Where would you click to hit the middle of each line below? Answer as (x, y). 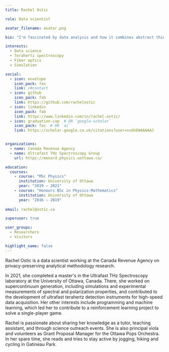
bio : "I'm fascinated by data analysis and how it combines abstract (80, 37)
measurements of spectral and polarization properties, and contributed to (81, 291)
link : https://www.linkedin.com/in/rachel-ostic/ (67, 116)
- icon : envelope (28, 79)
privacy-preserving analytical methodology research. (60, 266)
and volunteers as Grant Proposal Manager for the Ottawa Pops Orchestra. (82, 333)
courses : (19, 172)
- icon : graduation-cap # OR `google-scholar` (61, 121)
